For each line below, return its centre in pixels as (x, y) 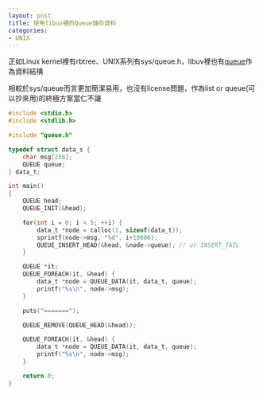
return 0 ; (39, 376)
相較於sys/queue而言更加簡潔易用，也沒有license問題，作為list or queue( (128, 88)
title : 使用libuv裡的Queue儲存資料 (62, 23)
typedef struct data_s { (49, 149)
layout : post (30, 16)
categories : (28, 30)
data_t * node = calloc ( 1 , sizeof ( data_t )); (110, 230)
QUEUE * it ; (41, 267)
